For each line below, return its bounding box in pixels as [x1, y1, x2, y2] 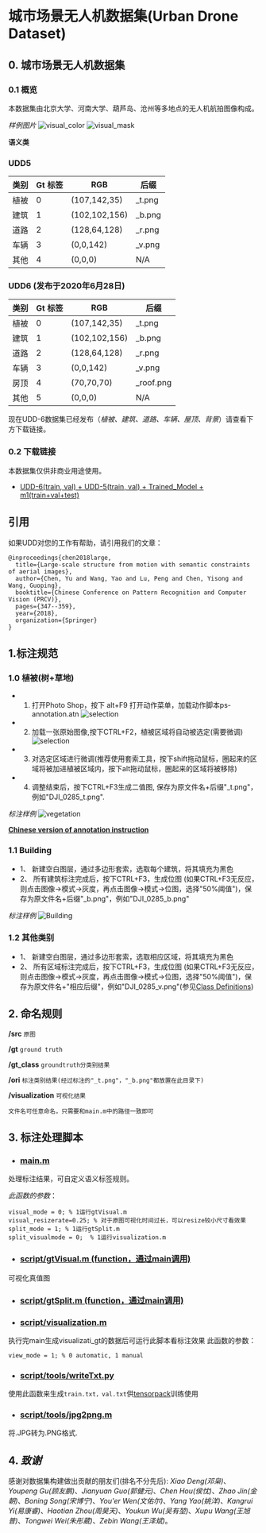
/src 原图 [8, 1029, 36, 1038]
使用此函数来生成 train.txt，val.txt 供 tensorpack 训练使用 [8, 1389, 199, 1399]
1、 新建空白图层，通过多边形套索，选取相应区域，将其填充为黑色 [19, 952, 234, 961]
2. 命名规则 [8, 1007, 63, 1021]
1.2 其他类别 [8, 933, 55, 944]
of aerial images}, [8, 567, 73, 576]
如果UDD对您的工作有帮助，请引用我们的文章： [8, 538, 163, 547]
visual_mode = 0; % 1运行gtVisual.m [8, 1208, 127, 1216]
